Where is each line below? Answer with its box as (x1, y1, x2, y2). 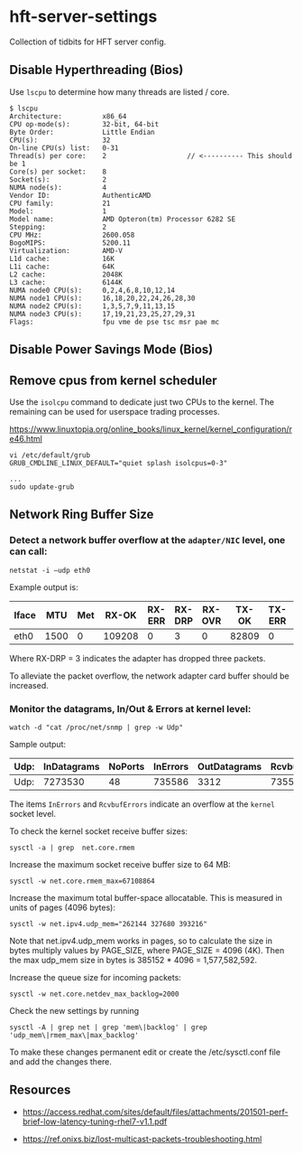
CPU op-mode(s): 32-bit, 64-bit (9, 119, 160, 128)
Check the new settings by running (9, 1005, 140, 1016)
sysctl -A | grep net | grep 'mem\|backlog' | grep (9, 1023, 207, 1032)
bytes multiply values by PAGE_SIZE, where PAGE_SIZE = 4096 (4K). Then (9, 944, 285, 955)
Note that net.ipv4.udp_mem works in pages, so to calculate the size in (9, 935, 273, 946)
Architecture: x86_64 (9, 111, 127, 121)
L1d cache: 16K (9, 254, 115, 263)
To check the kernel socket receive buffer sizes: (9, 825, 188, 837)
